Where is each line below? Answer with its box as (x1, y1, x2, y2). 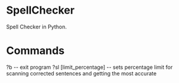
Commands (6, 44, 65, 58)
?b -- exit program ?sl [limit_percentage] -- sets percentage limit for (6, 63, 173, 71)
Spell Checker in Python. (6, 23, 67, 30)
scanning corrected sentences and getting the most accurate (6, 69, 157, 77)
